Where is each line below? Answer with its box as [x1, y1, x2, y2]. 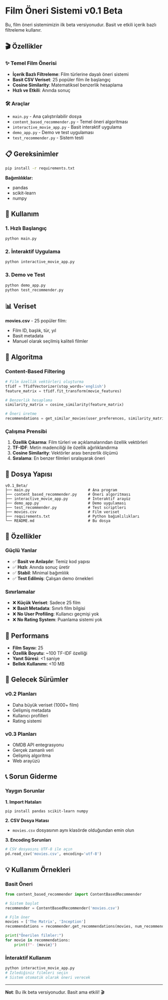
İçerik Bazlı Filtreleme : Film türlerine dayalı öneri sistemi [12, 71, 129, 77]
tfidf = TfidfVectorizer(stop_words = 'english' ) [5, 384, 106, 389]
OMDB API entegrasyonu [12, 741, 64, 748]
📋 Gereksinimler [5, 150, 59, 158]
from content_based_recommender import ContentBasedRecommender [5, 892, 142, 897]
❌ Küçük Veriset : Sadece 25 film [12, 600, 81, 606]
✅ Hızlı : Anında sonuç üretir [12, 564, 70, 570]
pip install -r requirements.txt [5, 166, 75, 171]
